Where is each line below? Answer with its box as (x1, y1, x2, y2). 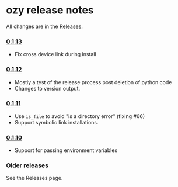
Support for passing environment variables (14, 147, 118, 154)
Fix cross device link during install (14, 51, 96, 58)
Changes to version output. (14, 85, 81, 92)
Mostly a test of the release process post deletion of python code (14, 78, 172, 85)
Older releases (6, 161, 48, 169)
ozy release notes (6, 4, 95, 17)
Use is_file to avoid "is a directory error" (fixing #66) (14, 112, 145, 120)
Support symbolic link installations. (14, 119, 99, 126)
